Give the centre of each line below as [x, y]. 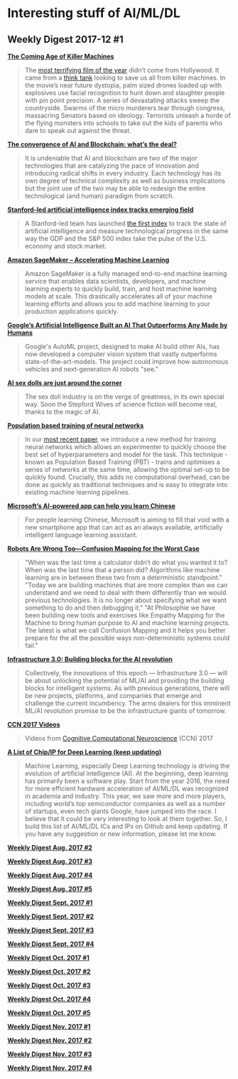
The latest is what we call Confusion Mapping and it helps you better [125, 630]
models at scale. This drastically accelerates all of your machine [119, 296]
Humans [20, 333]
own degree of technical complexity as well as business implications [125, 181]
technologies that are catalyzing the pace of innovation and [112, 166]
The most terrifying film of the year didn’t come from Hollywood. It [122, 70]
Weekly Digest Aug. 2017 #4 [50, 875]
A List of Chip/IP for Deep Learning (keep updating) [85, 752]
